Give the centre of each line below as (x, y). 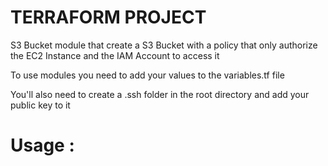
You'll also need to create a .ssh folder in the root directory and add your (160, 94)
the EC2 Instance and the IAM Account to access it (115, 55)
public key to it (40, 105)
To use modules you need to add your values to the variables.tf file (147, 75)
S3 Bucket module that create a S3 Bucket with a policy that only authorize (164, 45)
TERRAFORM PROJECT (108, 17)
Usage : (42, 145)
